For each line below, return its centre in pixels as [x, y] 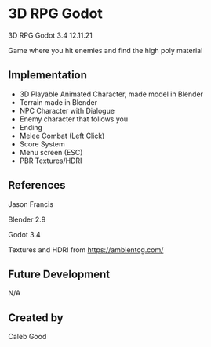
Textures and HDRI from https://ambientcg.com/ [86, 249]
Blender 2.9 [27, 219]
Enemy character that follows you [73, 119]
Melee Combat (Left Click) [62, 136]
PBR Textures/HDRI [51, 161]
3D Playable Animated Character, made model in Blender [111, 94]
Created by [36, 318]
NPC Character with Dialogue [67, 110]
